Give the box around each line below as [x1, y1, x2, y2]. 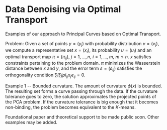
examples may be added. [5, 119, 58, 125]
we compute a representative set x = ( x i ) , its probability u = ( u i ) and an [5, 47, 152, 54]
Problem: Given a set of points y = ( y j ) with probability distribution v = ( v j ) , [5, 40, 159, 48]
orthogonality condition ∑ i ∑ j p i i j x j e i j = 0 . [5, 72, 86, 79]
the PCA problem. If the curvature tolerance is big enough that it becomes [5, 99, 158, 105]
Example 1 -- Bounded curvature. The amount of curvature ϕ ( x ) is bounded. [5, 83, 162, 89]
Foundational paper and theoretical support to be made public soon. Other [5, 114, 159, 120]
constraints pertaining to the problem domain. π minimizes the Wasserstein [5, 60, 160, 66]
